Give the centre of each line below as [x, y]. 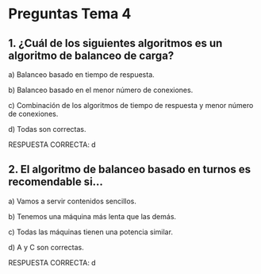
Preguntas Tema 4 [70, 14]
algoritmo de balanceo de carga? [91, 55]
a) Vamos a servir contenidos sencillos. [73, 201]
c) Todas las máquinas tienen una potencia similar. [90, 232]
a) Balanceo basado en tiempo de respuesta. [81, 75]
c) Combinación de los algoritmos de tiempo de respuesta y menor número [131, 105]
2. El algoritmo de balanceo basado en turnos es [130, 170]
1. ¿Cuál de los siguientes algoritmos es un [115, 43]
